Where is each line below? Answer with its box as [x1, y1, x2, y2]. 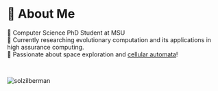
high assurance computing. [7, 43, 84, 51]
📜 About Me [7, 6, 75, 22]
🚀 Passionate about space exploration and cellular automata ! [7, 50, 178, 58]
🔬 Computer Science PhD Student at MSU [7, 29, 125, 37]
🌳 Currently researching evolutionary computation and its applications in [7, 35, 211, 43]
